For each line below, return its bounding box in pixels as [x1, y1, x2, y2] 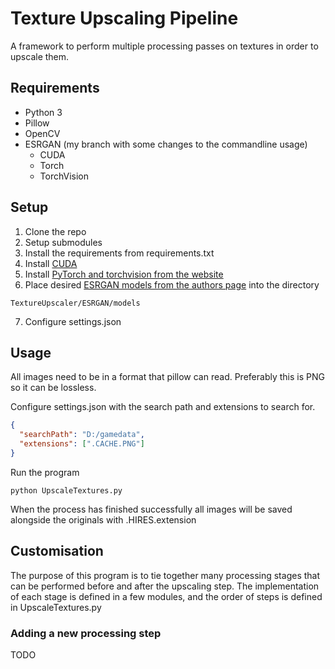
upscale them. [10, 50, 70, 62]
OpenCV [24, 127, 61, 139]
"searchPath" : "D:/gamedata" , [19, 430, 145, 440]
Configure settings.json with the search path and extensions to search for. [10, 401, 316, 413]
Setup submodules [24, 236, 103, 248]
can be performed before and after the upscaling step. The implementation [10, 580, 320, 592]
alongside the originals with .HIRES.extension [10, 513, 197, 526]
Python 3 [24, 106, 63, 118]
